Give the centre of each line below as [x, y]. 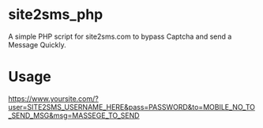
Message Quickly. [37, 44]
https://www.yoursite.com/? [53, 98]
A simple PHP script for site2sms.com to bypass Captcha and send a [120, 36]
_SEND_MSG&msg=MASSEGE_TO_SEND [74, 115]
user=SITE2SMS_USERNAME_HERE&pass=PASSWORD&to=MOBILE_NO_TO [131, 107]
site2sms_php [56, 15]
